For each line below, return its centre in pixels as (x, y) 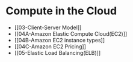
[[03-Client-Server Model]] (48, 27)
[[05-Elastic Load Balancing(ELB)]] (57, 52)
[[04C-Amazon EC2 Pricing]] (50, 46)
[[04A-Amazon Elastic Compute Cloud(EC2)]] (71, 33)
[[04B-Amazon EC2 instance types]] (60, 40)
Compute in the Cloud (61, 11)
